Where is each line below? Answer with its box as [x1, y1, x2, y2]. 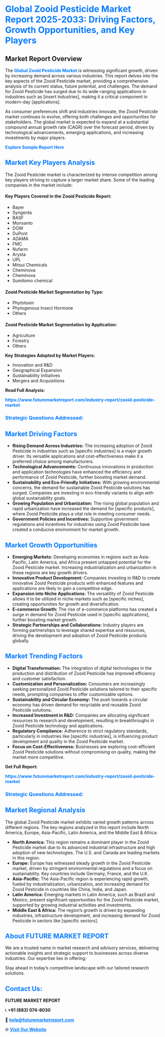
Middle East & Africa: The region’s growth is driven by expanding [12, 907, 145, 913]
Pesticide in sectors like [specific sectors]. [12, 918, 99, 924]
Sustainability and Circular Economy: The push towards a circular [12, 696, 148, 702]
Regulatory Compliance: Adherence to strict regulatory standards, [12, 728, 148, 734]
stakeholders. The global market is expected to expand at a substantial [5, 119, 149, 125]
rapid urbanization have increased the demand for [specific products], [12, 506, 155, 512]
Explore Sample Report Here [5, 144, 64, 150]
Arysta [12, 251, 26, 257]
